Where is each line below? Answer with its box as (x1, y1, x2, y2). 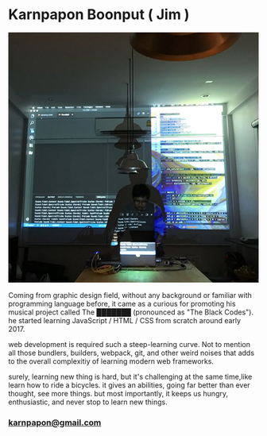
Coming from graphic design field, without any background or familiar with (8, 290, 253, 299)
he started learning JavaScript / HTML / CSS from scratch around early (8, 315, 241, 325)
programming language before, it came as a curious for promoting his (8, 299, 236, 308)
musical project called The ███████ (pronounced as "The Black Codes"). (8, 307, 254, 317)
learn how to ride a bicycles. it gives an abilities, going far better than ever (8, 380, 250, 390)
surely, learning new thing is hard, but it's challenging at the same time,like (8, 372, 253, 381)
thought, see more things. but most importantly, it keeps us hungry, (8, 388, 229, 398)
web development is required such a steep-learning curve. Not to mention (8, 339, 250, 349)
